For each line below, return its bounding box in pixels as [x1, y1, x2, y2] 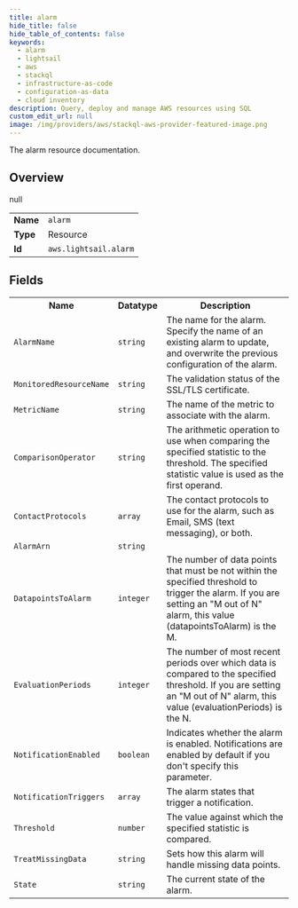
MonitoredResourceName [13, 379, 109, 389]
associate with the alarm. [166, 409, 271, 422]
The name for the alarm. [166, 313, 267, 326]
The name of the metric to [166, 398, 275, 410]
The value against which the [166, 810, 284, 823]
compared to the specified [166, 667, 277, 680]
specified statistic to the [166, 446, 267, 458]
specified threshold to [166, 575, 258, 588]
